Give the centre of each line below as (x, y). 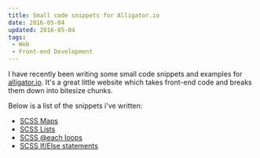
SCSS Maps (39, 121)
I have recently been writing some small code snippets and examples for (125, 74)
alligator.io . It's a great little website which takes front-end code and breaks (130, 82)
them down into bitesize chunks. (60, 90)
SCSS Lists (37, 129)
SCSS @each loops (51, 137)
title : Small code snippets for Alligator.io (84, 15)
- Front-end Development (52, 52)
